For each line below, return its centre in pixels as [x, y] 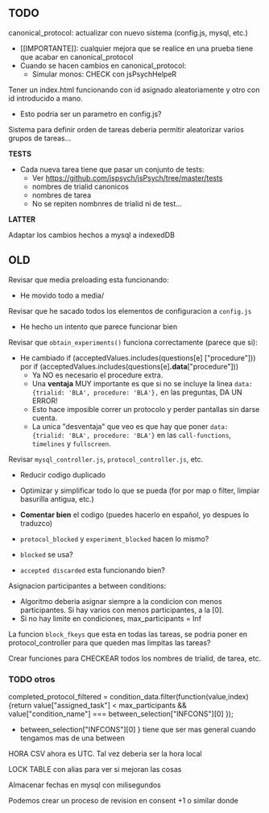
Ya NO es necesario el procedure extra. [97, 375]
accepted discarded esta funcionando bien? [92, 570]
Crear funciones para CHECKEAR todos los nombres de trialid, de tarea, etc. [135, 658]
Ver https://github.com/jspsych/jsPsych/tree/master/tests [127, 177]
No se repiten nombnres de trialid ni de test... [107, 203]
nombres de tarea [62, 195]
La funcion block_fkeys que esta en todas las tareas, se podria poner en [128, 634]
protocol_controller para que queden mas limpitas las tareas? [110, 642]
